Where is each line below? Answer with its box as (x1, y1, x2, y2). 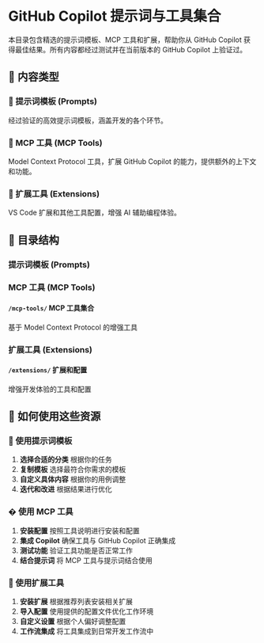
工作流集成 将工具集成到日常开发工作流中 (19, 626, 154, 636)
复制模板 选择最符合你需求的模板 (19, 465, 126, 474)
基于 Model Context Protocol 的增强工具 (8, 322, 138, 332)
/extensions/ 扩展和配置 (8, 365, 88, 375)
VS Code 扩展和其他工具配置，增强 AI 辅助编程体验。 (8, 207, 182, 218)
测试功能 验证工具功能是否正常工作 (19, 546, 133, 555)
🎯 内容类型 (8, 70, 59, 84)
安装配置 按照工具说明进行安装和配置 (19, 526, 140, 535)
